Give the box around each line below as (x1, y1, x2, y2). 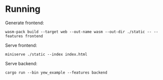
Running (5, 3, 41, 15)
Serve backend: (5, 60, 38, 66)
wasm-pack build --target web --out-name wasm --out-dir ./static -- (5, 29, 152, 34)
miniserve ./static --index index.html (5, 52, 88, 57)
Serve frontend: (5, 42, 37, 48)
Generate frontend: (5, 20, 45, 26)
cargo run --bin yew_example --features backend (5, 70, 108, 75)
